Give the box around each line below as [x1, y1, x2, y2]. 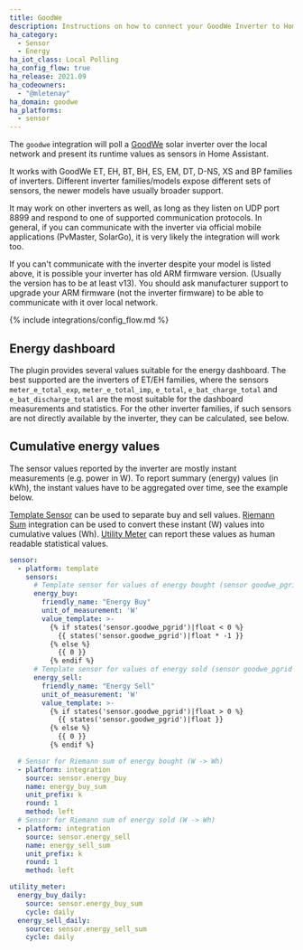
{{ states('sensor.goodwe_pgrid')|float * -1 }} [57, 631, 244, 640]
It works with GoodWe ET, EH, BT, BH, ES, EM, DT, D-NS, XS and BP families [9, 166, 293, 177]
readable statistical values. [9, 538, 109, 549]
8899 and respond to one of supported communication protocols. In [9, 212, 262, 223]
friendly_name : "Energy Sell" [41, 682, 155, 691]
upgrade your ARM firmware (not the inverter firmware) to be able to [9, 287, 264, 298]
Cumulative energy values [9, 439, 161, 455]
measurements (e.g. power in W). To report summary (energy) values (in [9, 472, 279, 484]
